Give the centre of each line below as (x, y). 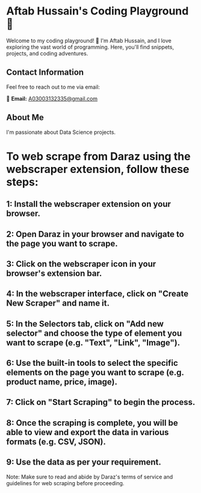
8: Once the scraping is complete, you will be (92, 423)
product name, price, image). (62, 382)
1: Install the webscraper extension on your (89, 204)
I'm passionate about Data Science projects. (61, 132)
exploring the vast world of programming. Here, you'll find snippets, (90, 47)
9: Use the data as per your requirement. (84, 462)
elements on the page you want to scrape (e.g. (95, 373)
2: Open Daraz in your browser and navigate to (95, 234)
